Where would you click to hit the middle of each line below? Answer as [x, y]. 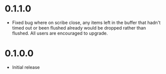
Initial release [26, 67]
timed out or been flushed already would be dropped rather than [79, 27]
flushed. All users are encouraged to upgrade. [60, 33]
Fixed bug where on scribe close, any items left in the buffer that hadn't [86, 22]
